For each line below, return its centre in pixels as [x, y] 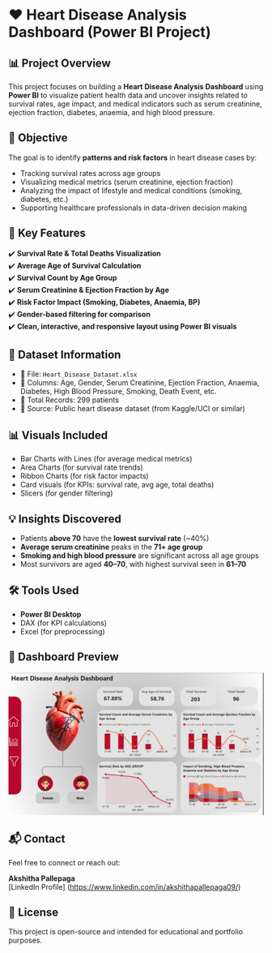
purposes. [25, 940]
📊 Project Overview [59, 63]
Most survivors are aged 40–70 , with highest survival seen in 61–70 [133, 565]
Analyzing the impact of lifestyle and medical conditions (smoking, [131, 190]
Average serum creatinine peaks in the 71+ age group [111, 547]
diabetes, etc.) [44, 199]
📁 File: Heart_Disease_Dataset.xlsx [79, 374]
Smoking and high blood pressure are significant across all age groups [139, 556]
